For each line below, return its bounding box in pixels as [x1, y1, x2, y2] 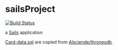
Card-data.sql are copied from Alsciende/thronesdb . [5, 39, 113, 45]
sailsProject [5, 3, 55, 15]
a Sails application [5, 29, 43, 35]
